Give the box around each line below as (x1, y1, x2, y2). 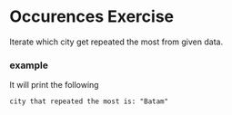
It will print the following (9, 80, 99, 91)
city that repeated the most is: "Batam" (9, 97, 169, 106)
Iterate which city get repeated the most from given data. (9, 36, 224, 47)
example (9, 59, 48, 72)
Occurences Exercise (9, 6, 175, 27)
